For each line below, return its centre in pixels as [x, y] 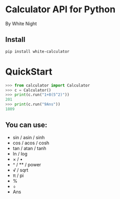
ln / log [20, 153]
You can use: [26, 125]
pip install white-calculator [38, 51]
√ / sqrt [20, 170]
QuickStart [29, 71]
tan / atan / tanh [30, 148]
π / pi [18, 175]
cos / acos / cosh [31, 143]
